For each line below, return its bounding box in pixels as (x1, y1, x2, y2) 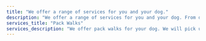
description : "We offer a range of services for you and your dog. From (6, 14, 196, 20)
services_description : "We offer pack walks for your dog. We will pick (6, 25, 196, 32)
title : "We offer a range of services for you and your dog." (6, 8, 169, 15)
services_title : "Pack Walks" (6, 20, 84, 26)
